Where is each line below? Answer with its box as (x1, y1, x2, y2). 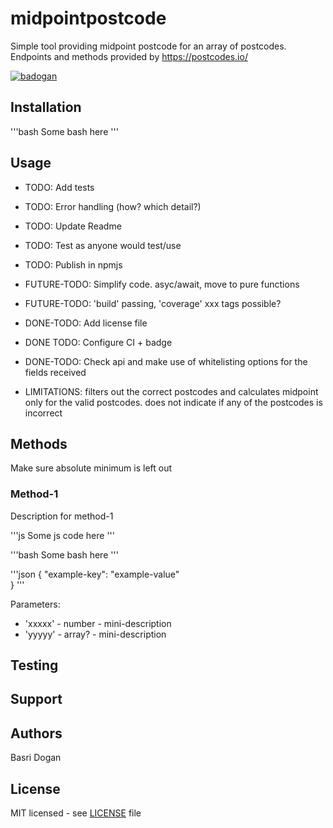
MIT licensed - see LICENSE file (10, 807, 142, 819)
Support (10, 691, 63, 708)
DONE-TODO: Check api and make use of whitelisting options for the (24, 355, 308, 367)
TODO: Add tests (24, 181, 95, 193)
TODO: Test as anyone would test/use (24, 239, 182, 251)
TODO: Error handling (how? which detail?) (24, 200, 202, 212)
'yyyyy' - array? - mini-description (24, 628, 167, 640)
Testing (10, 657, 59, 674)
